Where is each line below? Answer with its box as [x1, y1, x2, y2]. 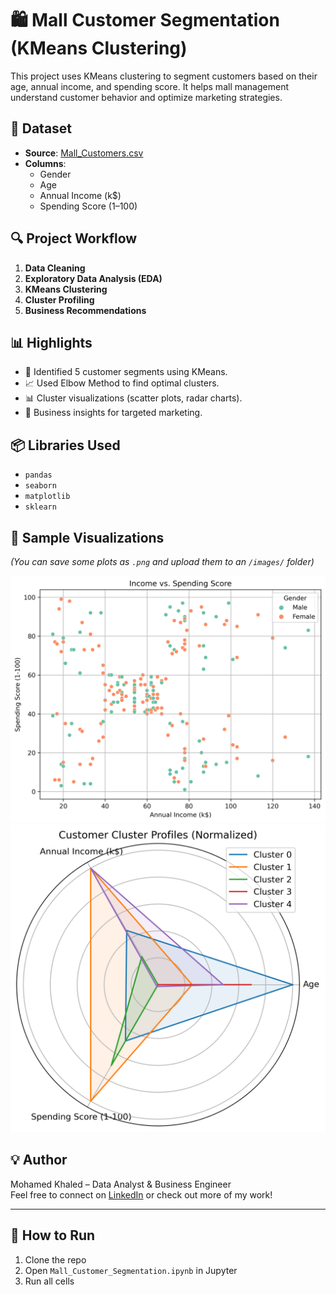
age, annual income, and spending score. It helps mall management [10, 80, 289, 92]
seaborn [24, 481, 57, 491]
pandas [24, 470, 53, 481]
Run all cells [24, 1275, 75, 1287]
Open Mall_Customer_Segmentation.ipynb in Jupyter [24, 1264, 238, 1276]
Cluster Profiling [24, 293, 95, 306]
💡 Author [10, 1152, 68, 1169]
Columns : [24, 157, 67, 169]
